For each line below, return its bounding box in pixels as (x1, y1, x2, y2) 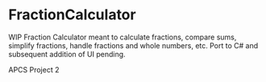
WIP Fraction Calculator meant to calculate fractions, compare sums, (8, 32, 237, 42)
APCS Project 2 (8, 64, 60, 74)
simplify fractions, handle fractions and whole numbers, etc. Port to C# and (8, 40, 259, 50)
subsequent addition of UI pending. (8, 49, 127, 59)
